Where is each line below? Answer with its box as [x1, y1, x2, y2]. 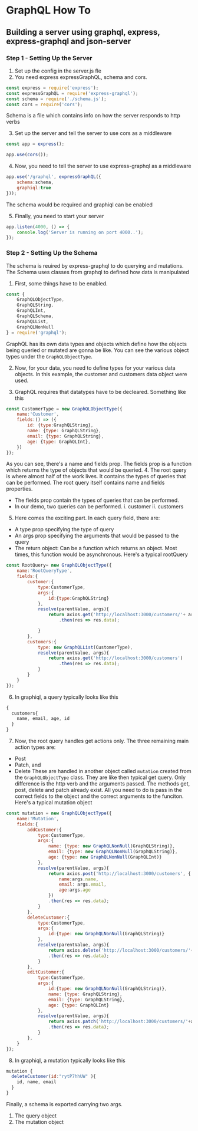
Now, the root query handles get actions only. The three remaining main [14, 738, 189, 745]
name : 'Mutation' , [16, 816, 60, 821]
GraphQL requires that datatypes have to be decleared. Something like [14, 388, 186, 395]
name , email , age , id [16, 716, 70, 722]
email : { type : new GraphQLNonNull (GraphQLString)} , [48, 849, 178, 855]
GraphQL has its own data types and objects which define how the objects [6, 340, 187, 347]
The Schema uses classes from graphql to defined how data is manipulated [6, 268, 190, 275]
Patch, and [14, 761, 41, 768]
